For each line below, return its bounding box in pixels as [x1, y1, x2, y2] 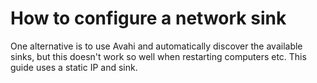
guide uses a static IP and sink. [10, 61, 138, 73]
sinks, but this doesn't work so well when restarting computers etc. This [10, 50, 307, 62]
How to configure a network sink [10, 7, 287, 30]
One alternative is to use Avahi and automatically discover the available [10, 40, 303, 52]
